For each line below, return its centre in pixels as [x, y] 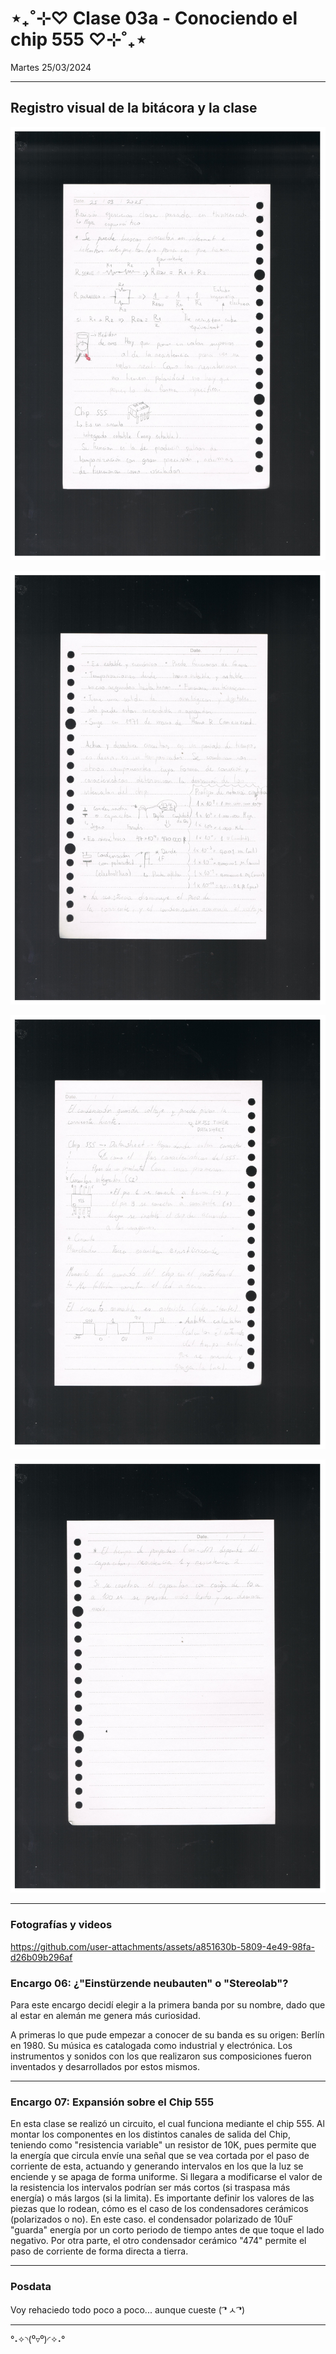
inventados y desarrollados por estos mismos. [105, 2067]
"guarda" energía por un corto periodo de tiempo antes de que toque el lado [167, 2230]
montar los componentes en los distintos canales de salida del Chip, [150, 2134]
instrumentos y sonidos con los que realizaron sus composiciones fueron [161, 2056]
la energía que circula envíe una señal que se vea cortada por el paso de [160, 2156]
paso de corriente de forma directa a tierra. [99, 2251]
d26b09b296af [41, 1957]
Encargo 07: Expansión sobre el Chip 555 [112, 2102]
